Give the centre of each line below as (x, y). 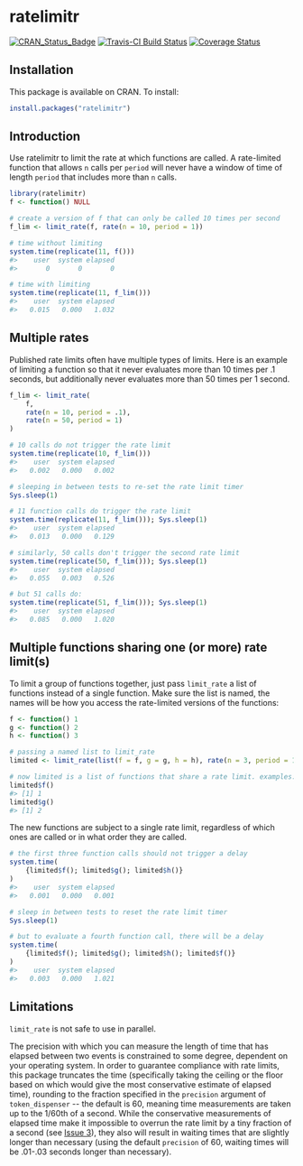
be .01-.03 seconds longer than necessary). (91, 1152)
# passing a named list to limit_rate (82, 752)
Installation (41, 70)
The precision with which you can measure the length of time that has (139, 1046)
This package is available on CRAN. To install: (94, 91)
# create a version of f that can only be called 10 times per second (145, 218)
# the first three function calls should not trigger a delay (129, 854)
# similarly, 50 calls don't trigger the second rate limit (125, 552)
